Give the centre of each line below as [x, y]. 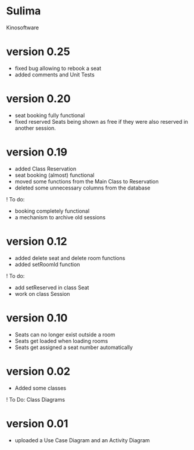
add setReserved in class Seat [52, 287]
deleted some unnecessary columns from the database [82, 188]
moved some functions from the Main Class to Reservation [87, 181]
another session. [35, 128]
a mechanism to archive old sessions [60, 217]
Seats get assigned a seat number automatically [73, 347]
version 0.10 [37, 318]
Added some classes [40, 388]
